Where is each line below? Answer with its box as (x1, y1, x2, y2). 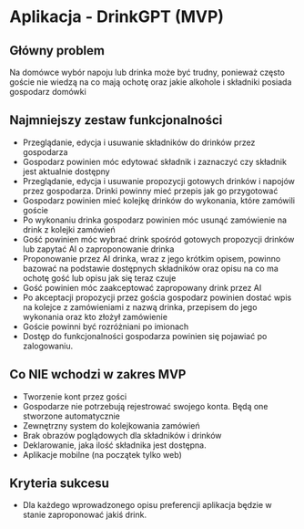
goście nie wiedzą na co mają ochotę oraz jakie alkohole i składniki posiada (9, 77, 292, 88)
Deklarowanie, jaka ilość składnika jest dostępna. (22, 440, 207, 451)
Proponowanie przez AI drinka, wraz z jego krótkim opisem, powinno (22, 253, 281, 264)
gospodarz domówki (9, 87, 86, 97)
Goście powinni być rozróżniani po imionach (22, 321, 189, 332)
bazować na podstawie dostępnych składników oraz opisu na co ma (22, 263, 279, 274)
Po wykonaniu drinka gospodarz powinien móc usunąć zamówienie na (22, 214, 288, 225)
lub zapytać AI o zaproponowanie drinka (22, 244, 175, 254)
